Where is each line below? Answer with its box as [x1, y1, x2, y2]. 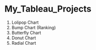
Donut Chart [11, 35, 36, 41]
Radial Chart [11, 40, 37, 46]
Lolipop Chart [11, 19, 39, 25]
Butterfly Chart [11, 30, 41, 35]
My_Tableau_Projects [4, 3, 92, 15]
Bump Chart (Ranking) [11, 24, 56, 30]
